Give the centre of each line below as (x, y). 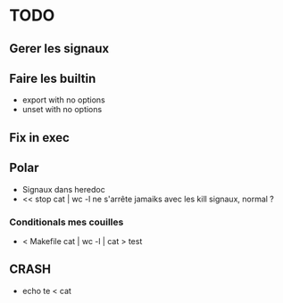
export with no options (63, 100)
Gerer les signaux (59, 49)
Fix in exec (39, 138)
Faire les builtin (53, 78)
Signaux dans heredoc (63, 189)
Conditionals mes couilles (67, 222)
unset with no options (62, 110)
